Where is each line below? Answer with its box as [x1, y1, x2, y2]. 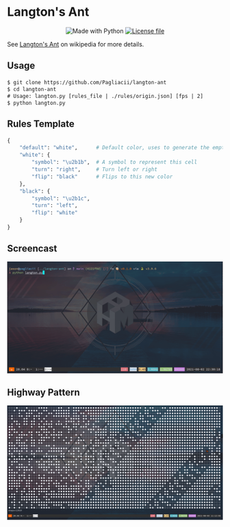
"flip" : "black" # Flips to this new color [31, 173, 173, 180]
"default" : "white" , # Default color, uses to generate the [19, 145, 210, 151]
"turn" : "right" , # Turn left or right [31, 166, 157, 173]
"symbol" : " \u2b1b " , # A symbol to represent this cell [31, 159, 197, 166]
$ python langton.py [7, 99, 66, 106]
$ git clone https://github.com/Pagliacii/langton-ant [7, 79, 167, 86]
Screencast [7, 243, 57, 254]
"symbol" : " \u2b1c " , [31, 195, 90, 202]
